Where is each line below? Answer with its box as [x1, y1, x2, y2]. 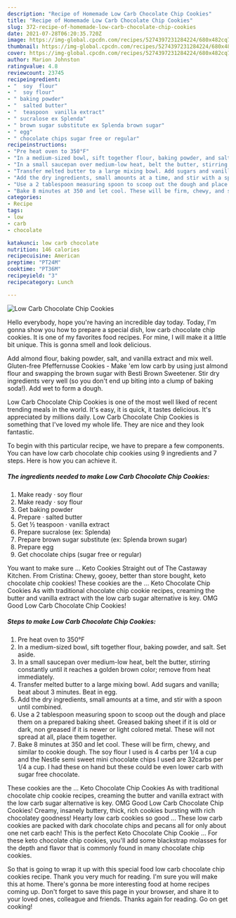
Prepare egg [17, 542, 54, 551]
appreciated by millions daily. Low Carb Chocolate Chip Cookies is [7, 412, 199, 421]
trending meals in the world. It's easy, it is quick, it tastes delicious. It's [7, 405, 211, 413]
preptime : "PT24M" [7, 259, 61, 267]
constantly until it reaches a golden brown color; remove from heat [17, 665, 211, 673]
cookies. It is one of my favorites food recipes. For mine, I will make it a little [7, 333, 227, 341]
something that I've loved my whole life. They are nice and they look [7, 420, 204, 429]
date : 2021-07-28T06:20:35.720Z [7, 30, 102, 37]
